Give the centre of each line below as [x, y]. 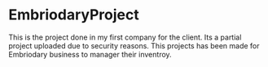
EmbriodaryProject [74, 15]
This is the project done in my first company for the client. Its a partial [125, 37]
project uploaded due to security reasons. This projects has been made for [134, 45]
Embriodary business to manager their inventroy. [90, 54]
